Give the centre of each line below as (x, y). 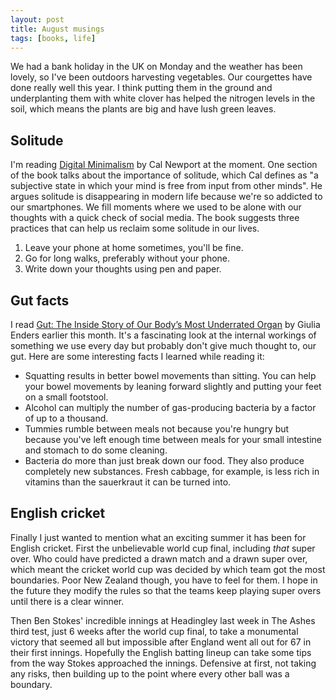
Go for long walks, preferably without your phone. (127, 258)
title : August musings (57, 29)
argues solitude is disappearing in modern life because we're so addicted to (166, 197)
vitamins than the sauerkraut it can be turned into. (128, 482)
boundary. (31, 684)
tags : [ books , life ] (53, 38)
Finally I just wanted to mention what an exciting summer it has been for (158, 537)
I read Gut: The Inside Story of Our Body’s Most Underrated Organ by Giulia (165, 324)
